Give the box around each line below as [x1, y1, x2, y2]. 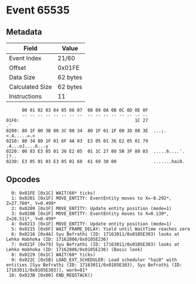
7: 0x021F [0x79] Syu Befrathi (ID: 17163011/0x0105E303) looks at [11, 241, 180, 247]
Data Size [9, 73, 36, 81]
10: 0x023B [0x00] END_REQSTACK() [8, 272, 93, 278]
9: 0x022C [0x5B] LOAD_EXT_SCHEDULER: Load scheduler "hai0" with [11, 256, 177, 263]
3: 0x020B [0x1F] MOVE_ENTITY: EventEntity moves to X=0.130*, [11, 211, 169, 217]
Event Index [9, 54, 42, 62]
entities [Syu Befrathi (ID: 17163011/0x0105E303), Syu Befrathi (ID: [6, 262, 183, 268]
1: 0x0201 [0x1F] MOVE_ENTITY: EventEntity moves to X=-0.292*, [11, 195, 172, 201]
